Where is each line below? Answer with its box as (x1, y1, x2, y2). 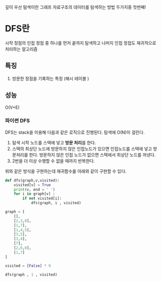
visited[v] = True (14, 182, 51, 187)
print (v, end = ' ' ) (14, 187, 55, 192)
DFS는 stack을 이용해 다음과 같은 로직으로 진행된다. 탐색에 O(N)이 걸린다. (5, 129, 145, 135)
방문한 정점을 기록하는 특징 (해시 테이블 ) (12, 75, 89, 81)
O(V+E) (5, 104, 20, 110)
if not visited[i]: (22, 196, 62, 201)
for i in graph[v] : (14, 192, 55, 196)
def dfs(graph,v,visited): (5, 178, 60, 183)
